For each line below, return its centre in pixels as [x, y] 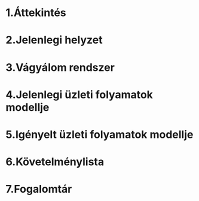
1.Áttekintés [36, 13]
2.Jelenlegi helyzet [54, 40]
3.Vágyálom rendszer [60, 67]
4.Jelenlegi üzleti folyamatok [79, 95]
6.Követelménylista [55, 162]
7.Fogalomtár [39, 189]
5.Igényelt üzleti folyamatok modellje [99, 134]
